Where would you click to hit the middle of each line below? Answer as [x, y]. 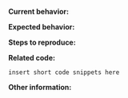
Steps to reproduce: [42, 42]
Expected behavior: [42, 27]
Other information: [40, 87]
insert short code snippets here [64, 73]
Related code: [32, 58]
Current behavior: [39, 12]
